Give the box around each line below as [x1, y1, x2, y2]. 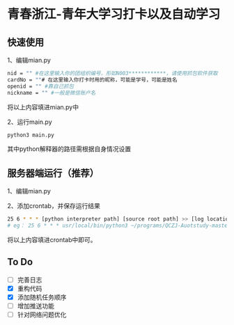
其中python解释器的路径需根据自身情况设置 [7, 145, 131, 153]
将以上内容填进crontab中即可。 [7, 235, 97, 244]
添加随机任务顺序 [17, 293, 67, 301]
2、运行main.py [7, 118, 52, 126]
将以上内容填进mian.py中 [7, 102, 79, 111]
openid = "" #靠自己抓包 [7, 83, 75, 90]
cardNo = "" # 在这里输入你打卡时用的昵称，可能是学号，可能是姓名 [7, 76, 178, 84]
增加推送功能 [17, 301, 54, 310]
